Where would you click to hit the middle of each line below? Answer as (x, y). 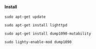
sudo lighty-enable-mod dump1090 (38, 42)
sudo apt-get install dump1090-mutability (48, 34)
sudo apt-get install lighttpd (36, 25)
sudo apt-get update (25, 17)
